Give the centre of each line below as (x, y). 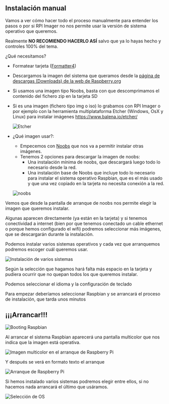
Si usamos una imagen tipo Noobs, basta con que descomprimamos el (86, 91)
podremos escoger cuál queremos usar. (47, 249)
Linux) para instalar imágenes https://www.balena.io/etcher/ (75, 117)
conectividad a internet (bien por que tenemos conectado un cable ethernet (84, 223)
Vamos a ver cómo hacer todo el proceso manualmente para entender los (82, 20)
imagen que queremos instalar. (37, 208)
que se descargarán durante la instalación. (50, 234)
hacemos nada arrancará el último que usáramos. (57, 387)
